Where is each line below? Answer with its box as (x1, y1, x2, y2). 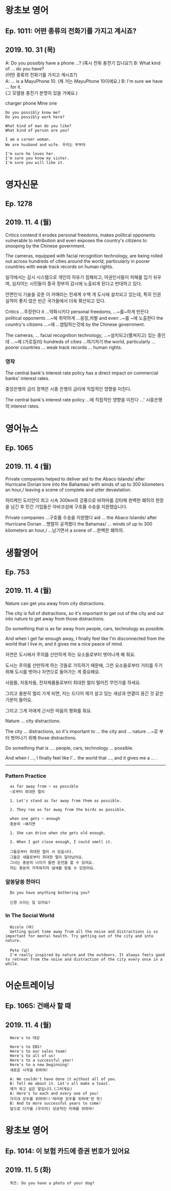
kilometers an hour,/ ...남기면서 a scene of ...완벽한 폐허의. (5, 527, 125, 534)
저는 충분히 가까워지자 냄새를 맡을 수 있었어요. (10, 866, 96, 871)
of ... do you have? (5, 66, 44, 72)
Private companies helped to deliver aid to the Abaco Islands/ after (5, 476, 145, 482)
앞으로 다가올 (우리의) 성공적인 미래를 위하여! (10, 1106, 95, 1111)
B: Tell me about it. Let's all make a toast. (10, 1081, 110, 1086)
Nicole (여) (10, 924, 34, 930)
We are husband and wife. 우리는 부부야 (5, 142, 85, 148)
